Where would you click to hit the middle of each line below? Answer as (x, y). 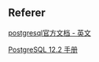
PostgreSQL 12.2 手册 (43, 49)
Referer (27, 13)
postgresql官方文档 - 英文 (50, 33)
